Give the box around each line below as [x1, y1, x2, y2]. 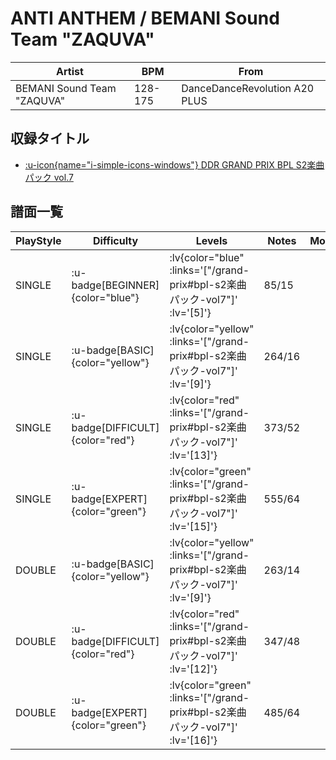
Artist [56, 64, 84, 78]
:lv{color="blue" [169, 250, 245, 264]
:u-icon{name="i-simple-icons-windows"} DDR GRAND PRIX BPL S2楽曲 [24, 158, 325, 171]
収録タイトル [10, 130, 90, 147]
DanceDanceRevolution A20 [181, 81, 315, 95]
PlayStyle [15, 233, 62, 247]
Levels [195, 233, 228, 247]
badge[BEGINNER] [71, 278, 160, 292]
